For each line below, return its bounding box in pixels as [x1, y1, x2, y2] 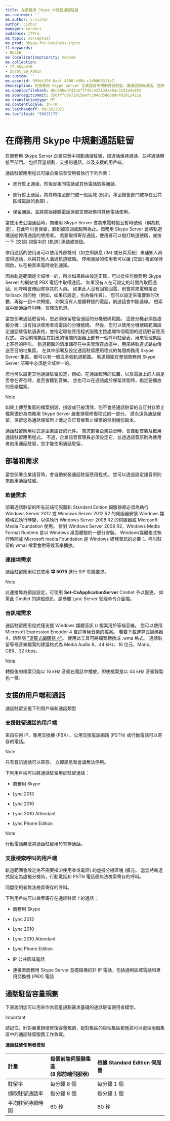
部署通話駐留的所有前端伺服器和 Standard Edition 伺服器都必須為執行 [5, 504, 149, 510]
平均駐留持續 [8, 1099, 39, 1106]
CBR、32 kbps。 [5, 647, 40, 654]
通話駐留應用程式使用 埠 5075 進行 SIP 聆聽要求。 [5, 569, 109, 575]
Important [5, 1014, 26, 1020]
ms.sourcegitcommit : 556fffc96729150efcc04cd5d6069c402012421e [5, 93, 142, 98]
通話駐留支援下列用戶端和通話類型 [5, 705, 76, 712]
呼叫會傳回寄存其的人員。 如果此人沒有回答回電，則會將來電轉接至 [18, 285, 157, 291]
